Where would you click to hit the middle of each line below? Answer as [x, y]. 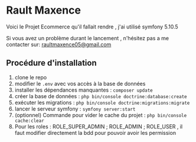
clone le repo [31, 77]
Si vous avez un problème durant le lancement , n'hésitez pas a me [88, 38]
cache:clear [29, 121]
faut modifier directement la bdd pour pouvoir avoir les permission [95, 133]
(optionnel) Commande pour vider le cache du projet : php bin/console [101, 115]
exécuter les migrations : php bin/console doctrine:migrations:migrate [102, 102]
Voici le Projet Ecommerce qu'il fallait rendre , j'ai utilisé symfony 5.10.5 [92, 27]
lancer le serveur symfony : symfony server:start [75, 109]
